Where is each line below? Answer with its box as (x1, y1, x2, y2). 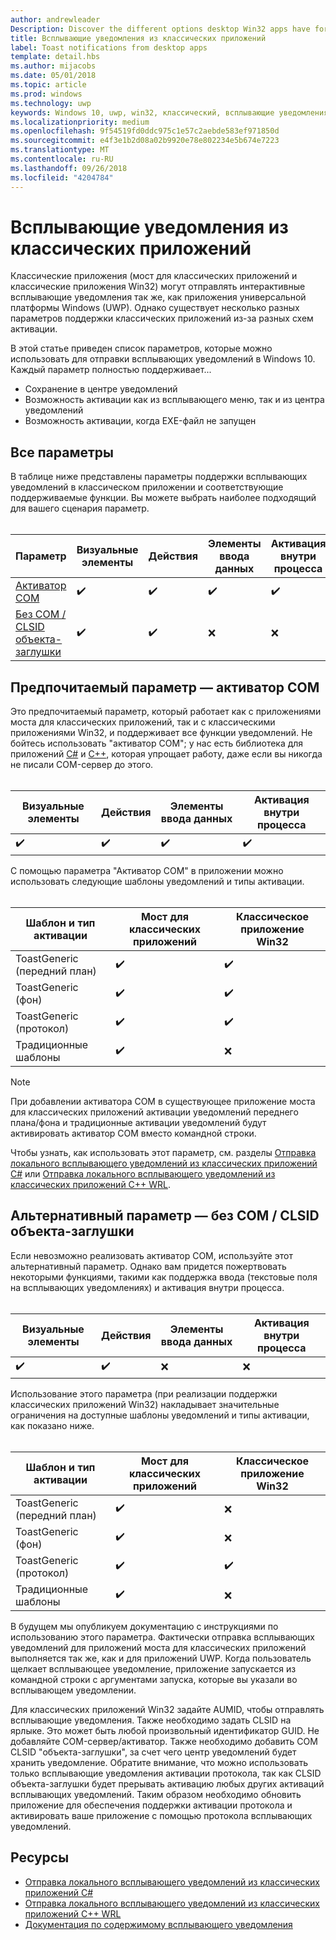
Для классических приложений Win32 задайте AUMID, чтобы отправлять (10, 1703, 325, 1715)
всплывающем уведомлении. (10, 1684, 137, 1696)
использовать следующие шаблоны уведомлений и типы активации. (10, 876, 305, 888)
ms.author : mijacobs (10, 61, 97, 71)
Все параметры (10, 444, 115, 461)
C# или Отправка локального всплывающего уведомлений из (10, 1168, 276, 1180)
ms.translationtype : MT (10, 145, 110, 155)
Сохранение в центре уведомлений (24, 383, 178, 395)
